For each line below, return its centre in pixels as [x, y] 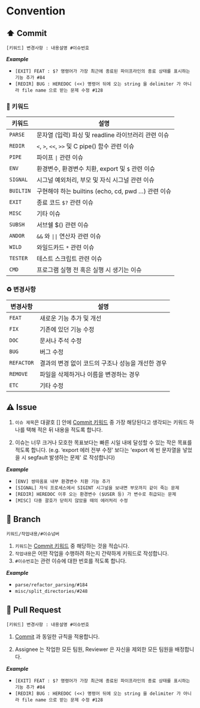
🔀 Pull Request [34, 610]
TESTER [19, 258]
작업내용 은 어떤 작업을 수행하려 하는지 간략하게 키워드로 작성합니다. [92, 553]
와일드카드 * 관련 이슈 [66, 248]
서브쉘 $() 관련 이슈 [63, 225]
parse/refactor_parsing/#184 [51, 585]
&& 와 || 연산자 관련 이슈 [69, 236]
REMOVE [19, 374]
